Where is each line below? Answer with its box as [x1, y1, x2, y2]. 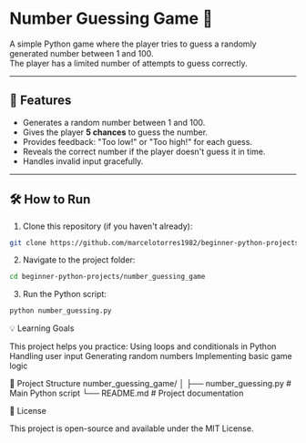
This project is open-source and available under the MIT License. [9, 423, 254, 434]
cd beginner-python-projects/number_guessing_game [9, 273, 206, 282]
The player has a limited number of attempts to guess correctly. [9, 57, 248, 68]
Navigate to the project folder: [22, 254, 136, 265]
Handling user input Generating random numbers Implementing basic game [9, 351, 293, 362]
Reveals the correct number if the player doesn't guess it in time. [22, 146, 266, 157]
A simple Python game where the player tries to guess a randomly [9, 38, 257, 49]
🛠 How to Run [9, 191, 91, 208]
